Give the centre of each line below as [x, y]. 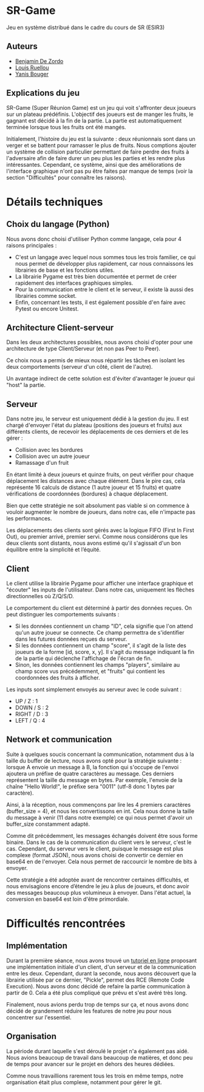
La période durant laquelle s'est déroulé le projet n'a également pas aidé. [98, 1051]
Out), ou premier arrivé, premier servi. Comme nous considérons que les [97, 537]
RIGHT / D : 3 [32, 714]
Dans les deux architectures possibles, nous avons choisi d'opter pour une [100, 342]
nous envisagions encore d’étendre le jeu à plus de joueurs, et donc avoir [98, 886]
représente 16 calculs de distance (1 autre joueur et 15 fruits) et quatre [94, 487]
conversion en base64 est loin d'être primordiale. [68, 899]
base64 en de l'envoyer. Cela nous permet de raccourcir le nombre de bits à [102, 861]
